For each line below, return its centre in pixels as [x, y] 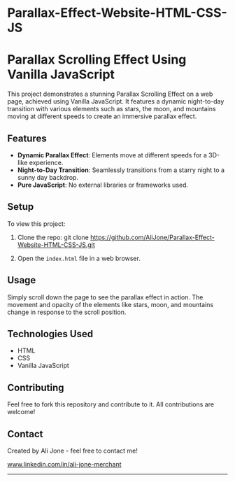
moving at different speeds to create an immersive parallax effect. [102, 116]
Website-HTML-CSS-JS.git [56, 244]
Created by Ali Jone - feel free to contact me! [72, 451]
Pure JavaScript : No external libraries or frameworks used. [103, 185]
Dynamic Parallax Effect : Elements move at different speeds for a [112, 155]
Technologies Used [50, 334]
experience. [46, 162]
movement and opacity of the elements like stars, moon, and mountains [111, 304]
